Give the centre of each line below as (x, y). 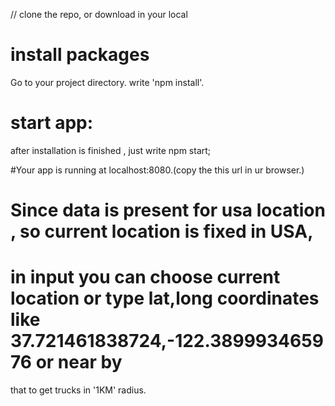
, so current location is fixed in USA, (162, 231)
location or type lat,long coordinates (165, 298)
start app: (52, 123)
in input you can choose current (145, 277)
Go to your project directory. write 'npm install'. (107, 82)
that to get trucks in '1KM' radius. (78, 390)
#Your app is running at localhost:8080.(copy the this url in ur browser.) (157, 170)
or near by (79, 362)
